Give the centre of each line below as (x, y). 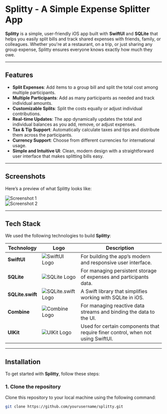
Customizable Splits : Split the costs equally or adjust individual (77, 108)
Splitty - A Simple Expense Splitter (78, 9)
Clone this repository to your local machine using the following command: (81, 398)
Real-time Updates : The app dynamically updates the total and (77, 119)
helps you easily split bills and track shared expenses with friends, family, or (83, 39)
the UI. (88, 318)
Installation (23, 362)
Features (19, 75)
